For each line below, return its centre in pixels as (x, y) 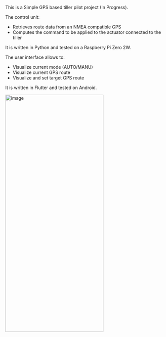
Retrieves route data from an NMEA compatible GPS (67, 27)
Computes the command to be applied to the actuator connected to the (87, 32)
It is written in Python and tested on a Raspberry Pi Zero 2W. (68, 47)
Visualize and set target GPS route (48, 78)
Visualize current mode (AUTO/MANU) (53, 67)
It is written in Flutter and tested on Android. (51, 88)
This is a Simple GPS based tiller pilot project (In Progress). (67, 7)
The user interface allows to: (35, 57)
